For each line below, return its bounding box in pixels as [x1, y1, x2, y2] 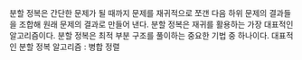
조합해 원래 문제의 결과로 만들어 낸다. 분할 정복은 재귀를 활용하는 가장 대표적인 [18, 19, 294, 30]
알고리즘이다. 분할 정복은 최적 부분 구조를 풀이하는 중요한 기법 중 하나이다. [9, 30, 269, 40]
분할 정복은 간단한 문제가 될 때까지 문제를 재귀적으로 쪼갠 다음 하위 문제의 [9, 8, 268, 18]
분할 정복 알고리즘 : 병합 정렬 [18, 41, 120, 52]
